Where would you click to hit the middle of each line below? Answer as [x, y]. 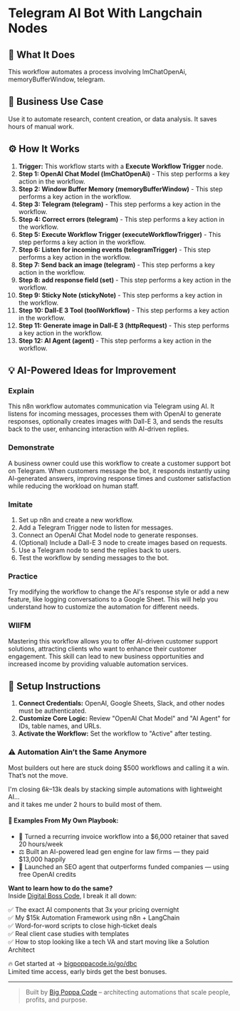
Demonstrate [31, 447]
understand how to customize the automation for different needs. [104, 607]
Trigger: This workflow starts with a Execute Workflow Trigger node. [121, 166]
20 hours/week [41, 844]
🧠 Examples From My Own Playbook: [63, 821]
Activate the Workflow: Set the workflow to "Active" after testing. [115, 733]
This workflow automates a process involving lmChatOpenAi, [98, 72]
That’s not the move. [38, 775]
